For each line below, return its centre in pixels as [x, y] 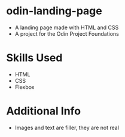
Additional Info [44, 111]
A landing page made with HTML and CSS [67, 27]
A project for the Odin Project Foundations [67, 33]
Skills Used [34, 58]
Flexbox [25, 87]
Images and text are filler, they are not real [67, 127]
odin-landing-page [54, 11]
